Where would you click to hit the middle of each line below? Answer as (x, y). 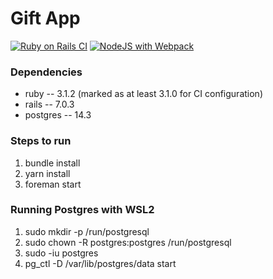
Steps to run (41, 141)
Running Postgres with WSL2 (82, 210)
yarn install (47, 173)
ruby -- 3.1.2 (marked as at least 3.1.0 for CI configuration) (143, 94)
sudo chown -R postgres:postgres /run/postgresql (128, 242)
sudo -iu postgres (61, 253)
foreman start (53, 184)
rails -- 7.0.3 (49, 104)
